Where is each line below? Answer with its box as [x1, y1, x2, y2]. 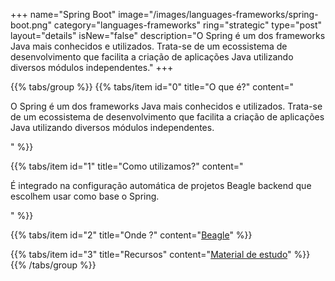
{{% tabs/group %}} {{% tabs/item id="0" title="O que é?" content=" [10, 81, 295, 93]
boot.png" [10, 19, 52, 31]
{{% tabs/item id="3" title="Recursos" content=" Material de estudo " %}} [10, 249, 311, 260]
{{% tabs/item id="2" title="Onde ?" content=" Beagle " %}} [10, 229, 253, 241]
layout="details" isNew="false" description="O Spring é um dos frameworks [10, 30, 326, 41]
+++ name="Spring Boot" [10, 9, 117, 20]
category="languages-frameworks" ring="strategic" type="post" [53, 19, 323, 31]
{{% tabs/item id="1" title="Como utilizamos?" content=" [10, 160, 244, 172]
